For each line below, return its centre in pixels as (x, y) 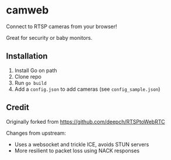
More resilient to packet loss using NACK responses (77, 151)
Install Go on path (36, 70)
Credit (18, 108)
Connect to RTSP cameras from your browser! (62, 26)
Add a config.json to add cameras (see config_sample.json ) (87, 89)
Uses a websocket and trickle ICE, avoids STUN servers (82, 144)
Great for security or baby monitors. (49, 38)
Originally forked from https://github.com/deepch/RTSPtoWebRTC (85, 121)
